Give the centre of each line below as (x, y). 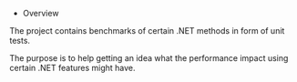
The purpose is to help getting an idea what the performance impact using (149, 58)
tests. (20, 41)
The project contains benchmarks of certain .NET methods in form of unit (147, 31)
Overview (41, 13)
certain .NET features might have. (72, 68)
